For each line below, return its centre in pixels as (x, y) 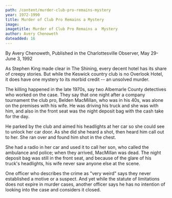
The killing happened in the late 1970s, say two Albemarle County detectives (86, 89)
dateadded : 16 (20, 39)
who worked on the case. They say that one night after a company (75, 95)
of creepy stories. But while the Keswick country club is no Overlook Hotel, (84, 74)
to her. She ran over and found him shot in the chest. (61, 137)
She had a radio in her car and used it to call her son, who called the (77, 147)
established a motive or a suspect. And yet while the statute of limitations (82, 179)
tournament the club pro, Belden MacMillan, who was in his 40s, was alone (84, 100)
